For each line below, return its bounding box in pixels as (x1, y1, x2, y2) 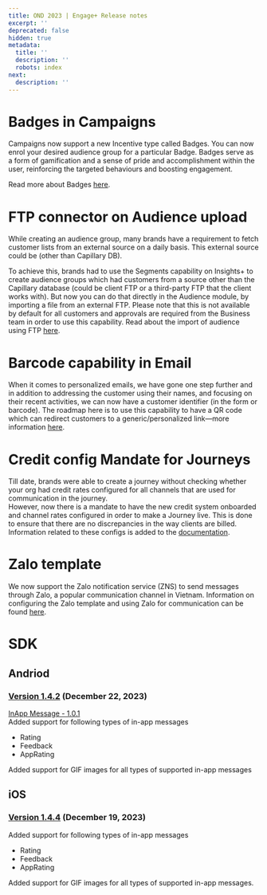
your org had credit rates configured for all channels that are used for (8, 485, 237, 495)
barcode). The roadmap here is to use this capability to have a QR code (8, 406, 243, 415)
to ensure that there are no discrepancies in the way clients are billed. (8, 519, 238, 528)
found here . (8, 607, 46, 617)
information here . (8, 422, 65, 432)
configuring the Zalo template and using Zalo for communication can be (8, 599, 244, 608)
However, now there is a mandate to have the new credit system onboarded (8, 502, 257, 512)
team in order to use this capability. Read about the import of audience (8, 317, 241, 327)
